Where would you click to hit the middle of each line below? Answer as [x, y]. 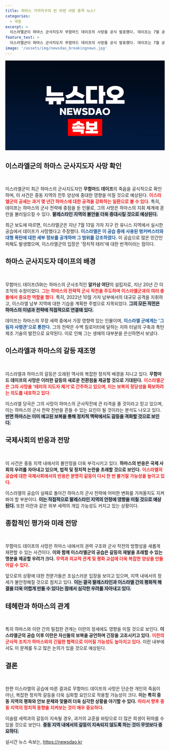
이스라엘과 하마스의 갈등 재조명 [51, 351]
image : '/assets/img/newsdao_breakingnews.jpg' [56, 48]
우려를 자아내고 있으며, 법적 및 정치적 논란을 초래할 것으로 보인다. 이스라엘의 [89, 470]
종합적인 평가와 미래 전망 [41, 523]
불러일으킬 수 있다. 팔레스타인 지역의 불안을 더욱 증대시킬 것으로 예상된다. [86, 214]
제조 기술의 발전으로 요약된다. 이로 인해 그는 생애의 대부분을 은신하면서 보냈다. [82, 333]
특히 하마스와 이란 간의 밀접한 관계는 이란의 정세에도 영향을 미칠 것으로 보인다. [82, 629]
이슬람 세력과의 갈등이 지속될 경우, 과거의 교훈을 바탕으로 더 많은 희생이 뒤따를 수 [85, 718]
